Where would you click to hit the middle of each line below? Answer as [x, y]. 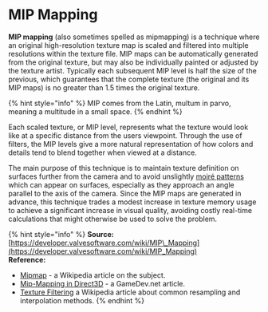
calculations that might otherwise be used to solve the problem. [113, 219]
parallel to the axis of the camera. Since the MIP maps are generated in [125, 193]
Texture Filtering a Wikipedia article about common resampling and [130, 292]
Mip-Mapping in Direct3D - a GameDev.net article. [102, 283]
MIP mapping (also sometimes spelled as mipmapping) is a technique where [134, 37]
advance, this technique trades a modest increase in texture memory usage [132, 202]
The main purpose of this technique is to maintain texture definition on [124, 168]
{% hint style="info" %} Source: [61, 234]
